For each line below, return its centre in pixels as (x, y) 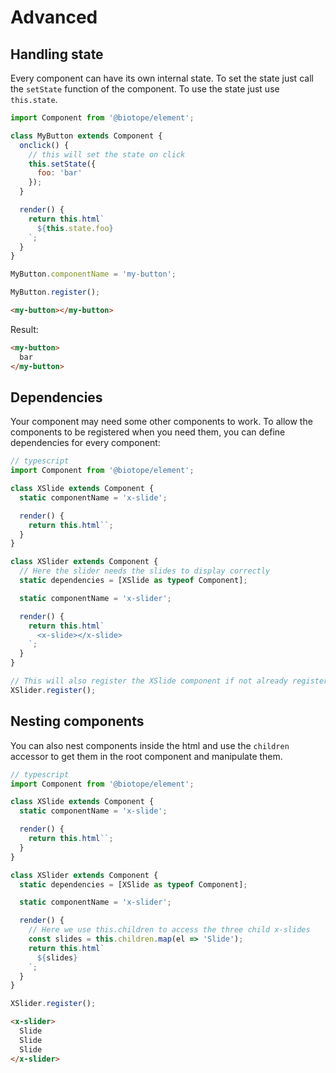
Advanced (54, 17)
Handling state (57, 54)
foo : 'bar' (59, 173)
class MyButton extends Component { (86, 136)
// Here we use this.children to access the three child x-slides (169, 930)
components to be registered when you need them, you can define (148, 432)
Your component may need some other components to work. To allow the (161, 422)
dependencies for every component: (85, 443)
